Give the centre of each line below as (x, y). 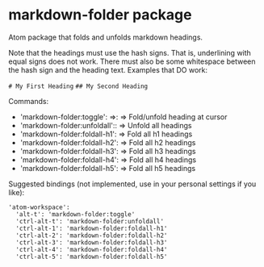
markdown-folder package (100, 15)
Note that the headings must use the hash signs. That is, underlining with (130, 52)
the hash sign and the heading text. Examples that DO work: (108, 69)
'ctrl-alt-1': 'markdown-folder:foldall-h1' (92, 228)
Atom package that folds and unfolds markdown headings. (106, 37)
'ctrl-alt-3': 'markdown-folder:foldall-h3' (92, 242)
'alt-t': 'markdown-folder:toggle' (75, 214)
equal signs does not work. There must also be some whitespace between (132, 61)
